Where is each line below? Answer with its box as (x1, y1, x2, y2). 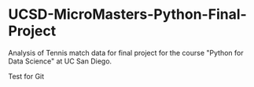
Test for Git (8, 71, 45, 81)
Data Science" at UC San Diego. (8, 56, 112, 66)
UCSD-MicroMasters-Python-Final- (8, 5, 248, 24)
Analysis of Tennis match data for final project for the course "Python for (8, 48, 244, 57)
